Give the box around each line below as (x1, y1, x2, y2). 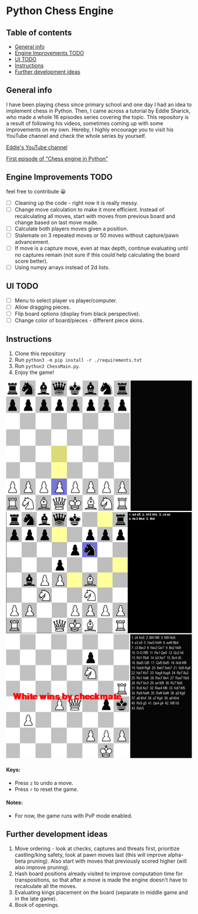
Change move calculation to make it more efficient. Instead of (14, 206, 164, 213)
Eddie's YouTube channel (6, 143, 68, 151)
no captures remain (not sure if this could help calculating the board (14, 251, 180, 258)
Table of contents (6, 28, 72, 38)
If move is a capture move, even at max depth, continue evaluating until (14, 245, 189, 252)
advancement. (14, 238, 50, 245)
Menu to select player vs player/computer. (14, 296, 118, 304)
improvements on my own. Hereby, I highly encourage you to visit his (6, 126, 174, 133)
